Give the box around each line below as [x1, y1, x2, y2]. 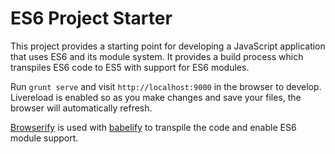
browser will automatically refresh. [10, 102, 153, 114]
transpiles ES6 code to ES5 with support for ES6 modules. [10, 61, 250, 73]
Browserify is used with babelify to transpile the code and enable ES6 [10, 121, 297, 133]
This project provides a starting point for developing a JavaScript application [10, 40, 326, 52]
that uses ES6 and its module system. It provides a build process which [10, 50, 304, 62]
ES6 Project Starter [10, 7, 173, 30]
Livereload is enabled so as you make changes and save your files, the [10, 91, 302, 103]
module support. [10, 132, 79, 144]
